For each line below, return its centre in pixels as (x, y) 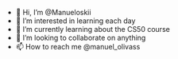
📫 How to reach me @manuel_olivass (78, 47)
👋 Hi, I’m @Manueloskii (53, 12)
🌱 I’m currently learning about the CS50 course (93, 29)
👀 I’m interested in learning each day (75, 21)
